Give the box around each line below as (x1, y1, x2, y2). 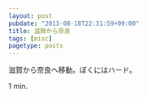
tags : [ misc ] (8, 34, 53, 43)
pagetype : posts (8, 42, 63, 50)
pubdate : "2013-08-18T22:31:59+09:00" (8, 19, 140, 27)
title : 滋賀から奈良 (8, 27, 71, 35)
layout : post (8, 11, 53, 20)
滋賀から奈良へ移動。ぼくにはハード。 (8, 65, 136, 75)
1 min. (8, 82, 28, 91)
